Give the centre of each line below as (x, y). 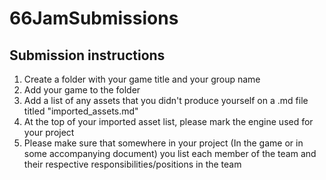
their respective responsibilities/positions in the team (132, 164)
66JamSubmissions (94, 18)
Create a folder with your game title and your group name (142, 79)
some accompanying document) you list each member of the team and (170, 153)
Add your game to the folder (82, 90)
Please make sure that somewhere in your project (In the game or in (163, 143)
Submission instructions (87, 55)
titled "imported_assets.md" (81, 111)
